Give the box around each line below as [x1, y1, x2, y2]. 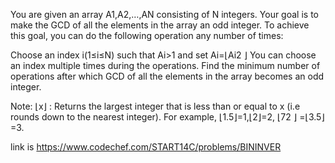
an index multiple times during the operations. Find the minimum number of [10, 60, 321, 71]
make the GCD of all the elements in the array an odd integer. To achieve [10, 19, 310, 31]
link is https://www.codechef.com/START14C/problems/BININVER [10, 141, 282, 153]
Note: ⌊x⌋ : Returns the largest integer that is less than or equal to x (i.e [10, 100, 301, 112]
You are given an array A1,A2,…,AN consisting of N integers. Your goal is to [10, 9, 319, 20]
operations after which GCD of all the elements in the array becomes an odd [10, 70, 325, 82]
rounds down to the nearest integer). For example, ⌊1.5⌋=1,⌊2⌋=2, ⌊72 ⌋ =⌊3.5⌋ [10, 111, 325, 123]
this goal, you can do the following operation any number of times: [10, 30, 284, 41]
